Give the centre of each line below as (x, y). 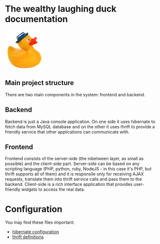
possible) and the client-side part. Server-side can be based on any (72, 164)
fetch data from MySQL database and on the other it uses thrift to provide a (80, 126)
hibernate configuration (36, 232)
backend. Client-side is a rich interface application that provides (69, 184)
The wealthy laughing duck (61, 9)
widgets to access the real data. (53, 189)
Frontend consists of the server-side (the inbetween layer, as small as (74, 159)
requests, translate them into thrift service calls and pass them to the (73, 179)
